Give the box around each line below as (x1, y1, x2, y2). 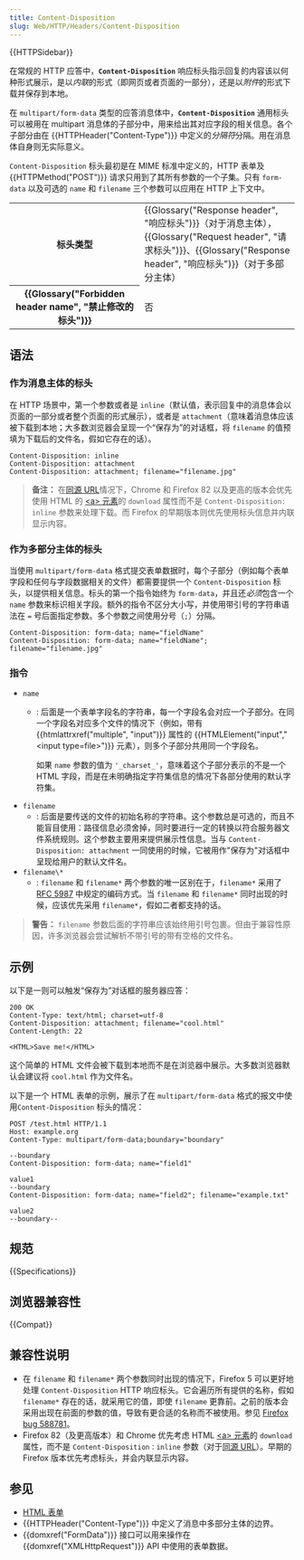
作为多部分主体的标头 (9, 543, 102, 555)
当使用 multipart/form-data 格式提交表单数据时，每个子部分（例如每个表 (9, 564, 281, 575)
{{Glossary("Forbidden (24, 288, 125, 299)
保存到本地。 (24, 88, 73, 99)
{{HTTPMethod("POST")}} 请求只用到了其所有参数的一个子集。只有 (9, 171, 261, 182)
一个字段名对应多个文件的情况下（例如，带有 (35, 718, 204, 729)
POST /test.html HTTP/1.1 (9, 1120, 107, 1129)
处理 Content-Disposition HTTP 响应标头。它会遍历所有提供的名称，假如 (22, 1385, 295, 1395)
